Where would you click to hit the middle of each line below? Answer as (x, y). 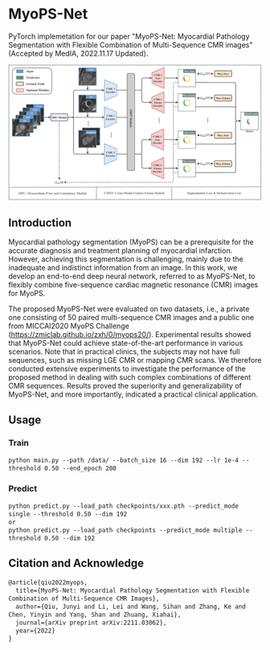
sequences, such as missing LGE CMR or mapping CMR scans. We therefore (135, 360)
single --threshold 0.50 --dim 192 (68, 514)
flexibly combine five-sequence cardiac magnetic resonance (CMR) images (133, 285)
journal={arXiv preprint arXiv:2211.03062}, (91, 623)
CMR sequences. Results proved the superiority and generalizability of (125, 386)
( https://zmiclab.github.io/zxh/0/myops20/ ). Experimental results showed (130, 335)
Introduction (40, 223)
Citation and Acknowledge (76, 563)
